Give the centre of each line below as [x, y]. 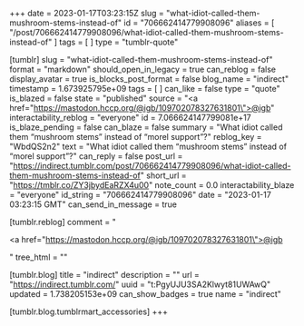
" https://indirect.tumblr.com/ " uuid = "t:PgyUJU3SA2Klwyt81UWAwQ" [140, 284]
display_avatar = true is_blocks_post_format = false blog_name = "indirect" [149, 79]
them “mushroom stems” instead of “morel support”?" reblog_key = [136, 137]
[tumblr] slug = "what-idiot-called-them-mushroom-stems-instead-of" [141, 59]
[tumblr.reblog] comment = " [63, 222]
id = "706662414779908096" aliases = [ [199, 23]
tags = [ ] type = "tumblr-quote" [118, 42]
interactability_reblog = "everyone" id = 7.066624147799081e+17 [130, 118]
